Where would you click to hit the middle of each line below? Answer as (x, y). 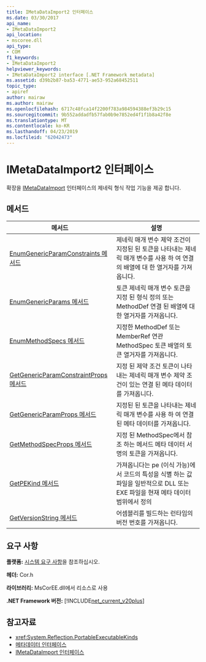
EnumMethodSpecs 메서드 (47, 341)
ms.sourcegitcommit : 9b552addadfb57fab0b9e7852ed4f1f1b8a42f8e (89, 115)
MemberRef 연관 (140, 336)
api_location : (25, 35)
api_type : (19, 47)
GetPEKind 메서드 (34, 483)
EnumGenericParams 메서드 (49, 302)
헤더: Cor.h (20, 575)
